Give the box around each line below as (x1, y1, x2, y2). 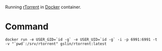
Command (5, 21, 49, 32)
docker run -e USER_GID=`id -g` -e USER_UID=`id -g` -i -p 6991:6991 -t (5, 37, 158, 42)
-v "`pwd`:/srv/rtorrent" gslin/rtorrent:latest (5, 41, 107, 46)
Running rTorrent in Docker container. (5, 4, 81, 10)
